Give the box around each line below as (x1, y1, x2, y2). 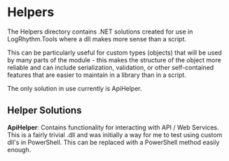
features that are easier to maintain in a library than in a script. (7, 71, 187, 79)
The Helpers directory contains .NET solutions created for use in (7, 27, 193, 36)
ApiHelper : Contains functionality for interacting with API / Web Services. (7, 123, 219, 132)
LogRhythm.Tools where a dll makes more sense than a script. (7, 34, 187, 43)
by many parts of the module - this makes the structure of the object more (7, 55, 222, 64)
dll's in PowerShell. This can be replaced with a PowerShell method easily (7, 138, 220, 146)
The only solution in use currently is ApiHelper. (7, 84, 142, 92)
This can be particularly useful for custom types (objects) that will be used (7, 48, 222, 57)
